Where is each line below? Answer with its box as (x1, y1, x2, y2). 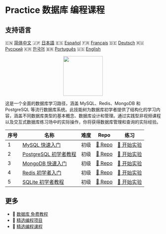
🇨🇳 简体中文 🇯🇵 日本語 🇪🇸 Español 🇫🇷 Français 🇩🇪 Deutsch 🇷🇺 (5, 40, 144, 46)
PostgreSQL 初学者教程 (22, 151, 77, 157)
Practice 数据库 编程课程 (5, 4, 105, 16)
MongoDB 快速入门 (22, 160, 67, 167)
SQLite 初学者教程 (22, 179, 64, 186)
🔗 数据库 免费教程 (12, 211, 48, 217)
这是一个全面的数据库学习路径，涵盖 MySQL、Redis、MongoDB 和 (5, 100, 141, 106)
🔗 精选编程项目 (12, 217, 43, 223)
